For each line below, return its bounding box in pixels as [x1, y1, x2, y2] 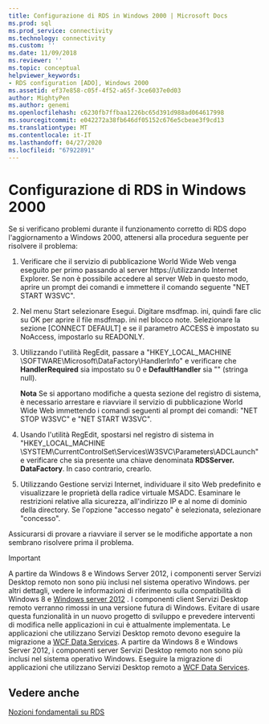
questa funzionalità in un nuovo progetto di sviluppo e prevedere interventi [8, 612, 255, 621]
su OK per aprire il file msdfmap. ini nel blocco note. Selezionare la [19, 315, 241, 325]
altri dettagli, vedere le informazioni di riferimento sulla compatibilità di [8, 586, 242, 596]
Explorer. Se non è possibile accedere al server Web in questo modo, [19, 274, 249, 283]
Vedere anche [8, 685, 80, 699]
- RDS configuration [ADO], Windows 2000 [8, 79, 149, 87]
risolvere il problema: [8, 242, 78, 251]
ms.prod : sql [8, 19, 52, 27]
